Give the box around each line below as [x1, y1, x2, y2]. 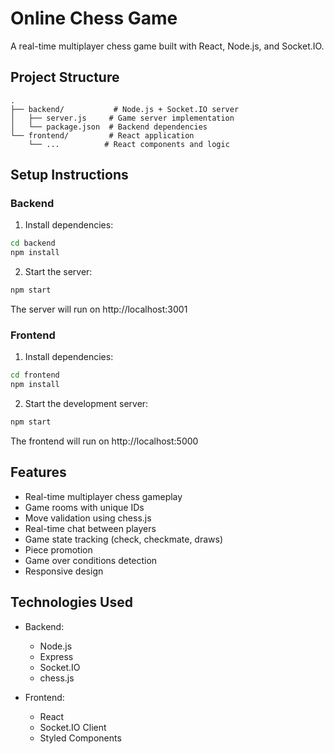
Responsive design [24, 565, 104, 577]
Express [39, 650, 74, 662]
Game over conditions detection [24, 554, 158, 566]
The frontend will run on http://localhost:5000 [10, 435, 199, 447]
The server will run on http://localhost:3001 [10, 303, 188, 316]
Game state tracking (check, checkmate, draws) [24, 533, 224, 545]
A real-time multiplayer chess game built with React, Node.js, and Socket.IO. [10, 40, 325, 52]
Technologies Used [10, 594, 133, 611]
